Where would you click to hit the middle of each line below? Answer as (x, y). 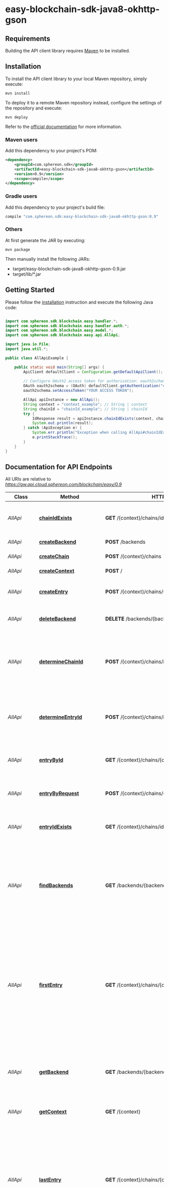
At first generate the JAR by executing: (45, 240)
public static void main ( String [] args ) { (59, 367)
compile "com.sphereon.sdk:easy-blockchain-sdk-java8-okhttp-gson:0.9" (82, 216)
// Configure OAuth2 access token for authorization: (81, 381)
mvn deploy (17, 117)
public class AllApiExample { (37, 358)
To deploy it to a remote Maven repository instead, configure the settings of (83, 102)
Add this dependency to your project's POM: (51, 151)
